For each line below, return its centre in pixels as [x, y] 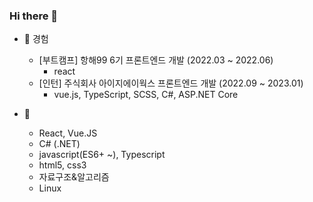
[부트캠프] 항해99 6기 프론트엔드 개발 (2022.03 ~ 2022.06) [156, 60]
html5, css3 [62, 165]
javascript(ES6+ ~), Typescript [102, 155]
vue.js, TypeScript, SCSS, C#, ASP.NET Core [146, 95]
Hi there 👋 [34, 16]
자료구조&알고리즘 [74, 177]
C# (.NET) [59, 144]
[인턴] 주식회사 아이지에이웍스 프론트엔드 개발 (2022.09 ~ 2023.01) [171, 83]
